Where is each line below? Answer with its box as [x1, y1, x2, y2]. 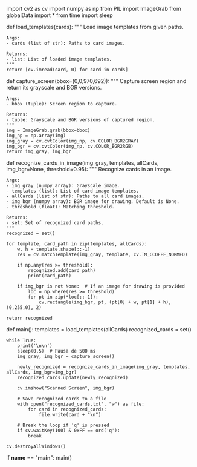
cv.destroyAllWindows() [6, 443, 66, 449]
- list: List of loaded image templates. [6, 56, 112, 62]
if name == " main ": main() [6, 454, 73, 461]
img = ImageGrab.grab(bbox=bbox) [6, 127, 91, 133]
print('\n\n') [17, 343, 53, 349]
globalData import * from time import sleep [6, 12, 113, 19]
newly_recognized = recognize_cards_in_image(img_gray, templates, [17, 364, 190, 370]
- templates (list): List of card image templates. [6, 188, 139, 194]
